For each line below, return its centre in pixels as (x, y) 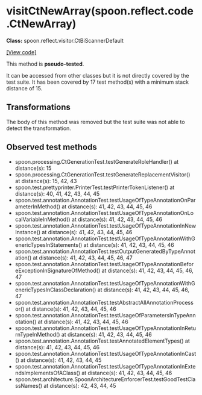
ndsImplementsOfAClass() (47, 373)
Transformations (39, 107)
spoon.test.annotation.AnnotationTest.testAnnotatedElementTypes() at (102, 341)
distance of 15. (24, 88)
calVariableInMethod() (43, 219)
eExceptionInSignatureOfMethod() (58, 270)
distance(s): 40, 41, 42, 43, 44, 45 (57, 193)
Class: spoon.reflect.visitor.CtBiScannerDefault (65, 40)
